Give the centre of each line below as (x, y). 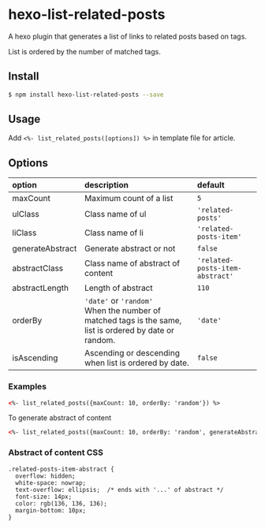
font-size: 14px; (44, 497)
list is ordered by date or (129, 330)
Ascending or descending (132, 353)
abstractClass (38, 268)
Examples (28, 386)
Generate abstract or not (130, 248)
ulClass (26, 214)
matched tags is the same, (133, 321)
